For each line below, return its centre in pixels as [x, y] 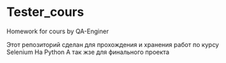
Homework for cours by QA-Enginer [58, 31]
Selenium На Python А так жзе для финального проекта [88, 52]
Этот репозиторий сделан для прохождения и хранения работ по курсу [113, 44]
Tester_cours [45, 12]
